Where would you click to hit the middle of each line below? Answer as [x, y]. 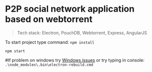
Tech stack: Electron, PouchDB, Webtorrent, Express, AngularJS [82, 33]
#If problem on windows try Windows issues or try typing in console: [75, 60]
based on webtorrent [49, 19]
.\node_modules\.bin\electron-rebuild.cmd [49, 65]
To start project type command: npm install [50, 42]
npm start [15, 51]
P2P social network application [70, 9]
